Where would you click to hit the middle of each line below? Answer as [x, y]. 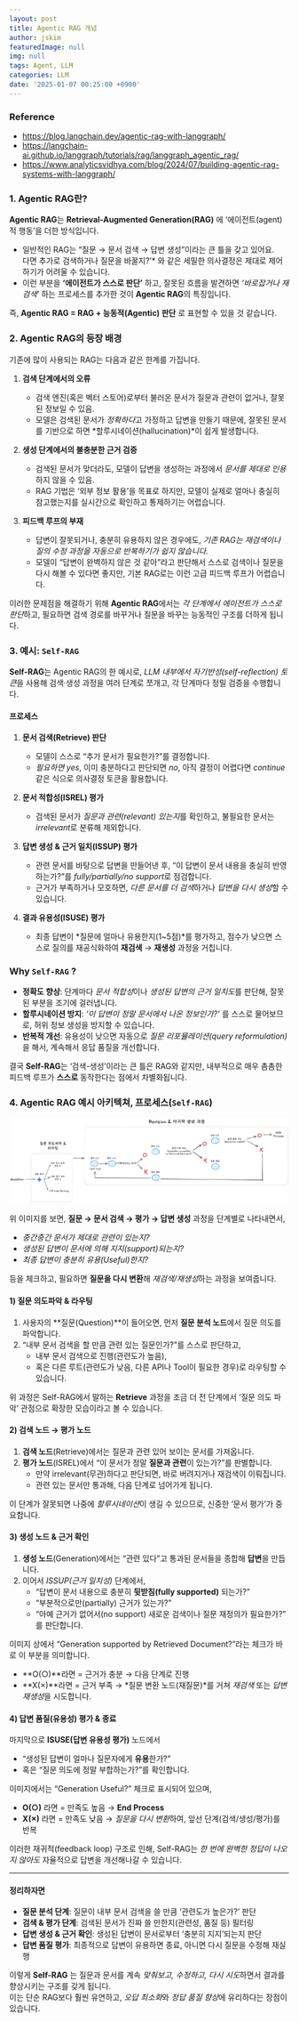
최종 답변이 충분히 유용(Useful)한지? [85, 1260]
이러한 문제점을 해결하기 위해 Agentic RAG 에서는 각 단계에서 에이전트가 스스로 [146, 603]
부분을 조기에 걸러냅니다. [75, 1003]
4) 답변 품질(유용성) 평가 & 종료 [63, 1719]
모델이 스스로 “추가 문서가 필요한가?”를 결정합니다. [122, 756]
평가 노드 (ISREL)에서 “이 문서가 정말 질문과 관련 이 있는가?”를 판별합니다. [147, 1462]
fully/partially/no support [119, 877]
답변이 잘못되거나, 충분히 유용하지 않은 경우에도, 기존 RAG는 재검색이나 [158, 539]
